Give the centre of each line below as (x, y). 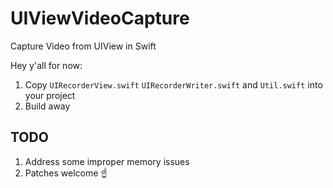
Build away (47, 106)
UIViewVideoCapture (100, 18)
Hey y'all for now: (46, 65)
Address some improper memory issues (107, 161)
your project (50, 95)
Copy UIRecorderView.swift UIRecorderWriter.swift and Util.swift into (173, 84)
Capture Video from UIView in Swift (83, 46)
